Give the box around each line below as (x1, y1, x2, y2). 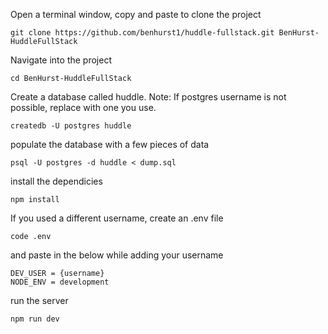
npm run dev (10, 314, 60, 324)
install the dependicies (10, 175, 103, 187)
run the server (10, 295, 69, 306)
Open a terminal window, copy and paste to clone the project (10, 9, 262, 20)
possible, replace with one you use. (10, 102, 157, 113)
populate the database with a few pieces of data (10, 139, 210, 150)
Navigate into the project (10, 54, 112, 66)
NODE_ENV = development (10, 277, 110, 287)
